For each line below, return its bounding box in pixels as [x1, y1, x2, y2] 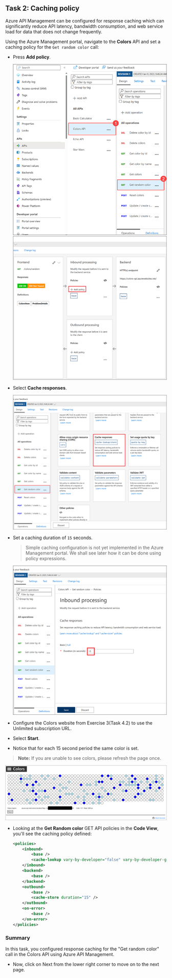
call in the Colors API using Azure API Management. [5, 951, 115, 957]
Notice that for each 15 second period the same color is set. [12, 745, 139, 751]
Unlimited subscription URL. [12, 725, 72, 731]
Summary [5, 934, 31, 941]
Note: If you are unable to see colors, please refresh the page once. [17, 755, 161, 761]
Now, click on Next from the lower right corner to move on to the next [12, 961, 160, 967]
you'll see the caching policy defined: [12, 831, 92, 837]
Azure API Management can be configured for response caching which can [5, 17, 165, 24]
